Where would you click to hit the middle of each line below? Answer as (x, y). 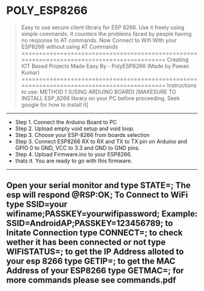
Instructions (182, 85)
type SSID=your (37, 205)
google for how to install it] (55, 104)
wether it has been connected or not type (86, 242)
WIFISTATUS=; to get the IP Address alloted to (95, 252)
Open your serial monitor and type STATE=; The (99, 186)
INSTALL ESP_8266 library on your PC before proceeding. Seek (100, 98)
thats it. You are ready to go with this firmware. (73, 161)
